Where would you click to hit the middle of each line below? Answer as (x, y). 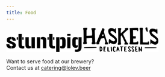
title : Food (21, 13)
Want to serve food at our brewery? (50, 61)
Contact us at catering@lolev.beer (49, 67)
